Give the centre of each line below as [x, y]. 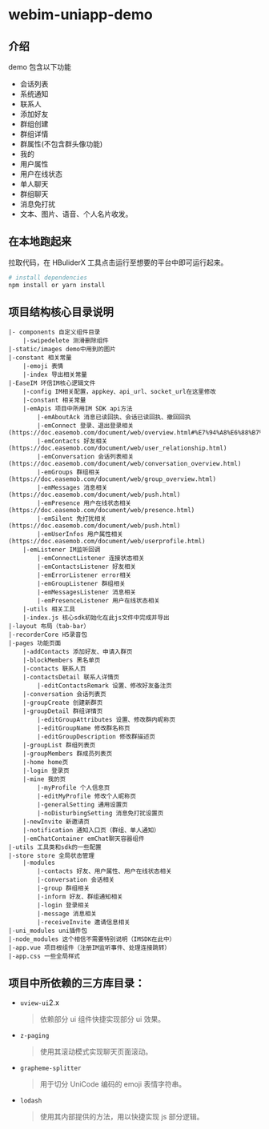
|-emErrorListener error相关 [84, 575]
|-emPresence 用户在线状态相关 [84, 503]
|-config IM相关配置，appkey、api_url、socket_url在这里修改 [119, 392]
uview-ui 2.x [40, 1003]
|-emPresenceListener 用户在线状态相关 [98, 601]
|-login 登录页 [46, 771]
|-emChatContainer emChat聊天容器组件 [84, 839]
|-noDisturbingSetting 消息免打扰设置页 [100, 814]
